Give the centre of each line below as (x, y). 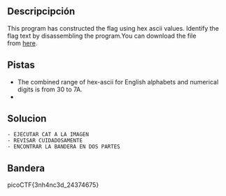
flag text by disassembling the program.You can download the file (102, 36)
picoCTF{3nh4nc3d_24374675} (53, 185)
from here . (22, 43)
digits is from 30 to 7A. (50, 89)
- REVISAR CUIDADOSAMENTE (45, 141)
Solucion (27, 119)
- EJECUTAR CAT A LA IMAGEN (48, 135)
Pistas (21, 65)
